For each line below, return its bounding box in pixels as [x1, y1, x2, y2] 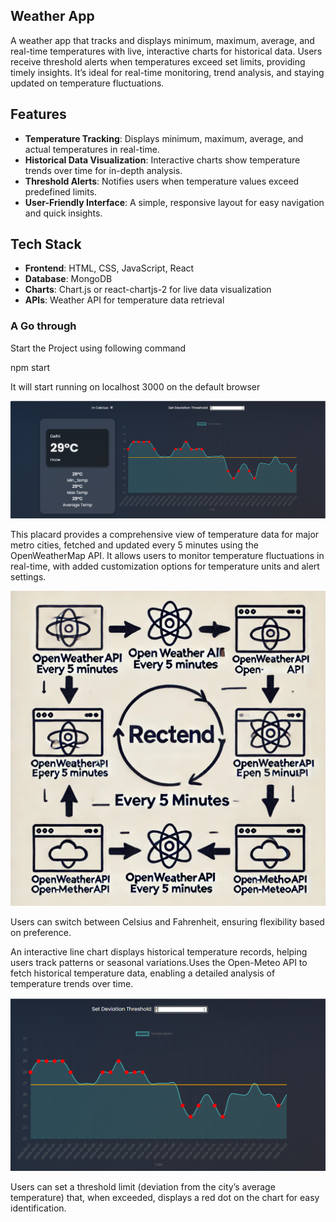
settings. [10, 571, 47, 583]
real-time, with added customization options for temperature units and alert [10, 560, 320, 573]
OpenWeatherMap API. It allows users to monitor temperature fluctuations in [10, 550, 325, 562]
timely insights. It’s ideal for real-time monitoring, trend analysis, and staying [10, 66, 325, 78]
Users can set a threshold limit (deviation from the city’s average [10, 1180, 276, 1193]
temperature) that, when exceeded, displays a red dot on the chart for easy [10, 1191, 320, 1203]
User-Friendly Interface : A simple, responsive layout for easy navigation [24, 196, 325, 208]
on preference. [10, 927, 72, 939]
